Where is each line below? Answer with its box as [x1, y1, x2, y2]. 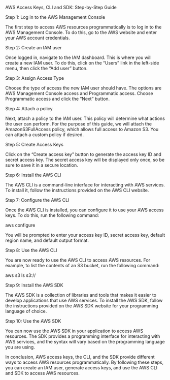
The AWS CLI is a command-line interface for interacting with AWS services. [5, 182, 165, 187]
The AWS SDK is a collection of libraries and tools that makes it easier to [5, 292, 157, 298]
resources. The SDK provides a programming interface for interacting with [5, 333, 160, 339]
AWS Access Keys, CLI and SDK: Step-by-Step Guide [5, 5, 117, 10]
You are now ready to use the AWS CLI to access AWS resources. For [5, 257, 151, 263]
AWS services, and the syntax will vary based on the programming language [5, 339, 165, 344]
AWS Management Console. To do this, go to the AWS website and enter [5, 29, 157, 35]
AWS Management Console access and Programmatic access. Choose [5, 90, 153, 96]
